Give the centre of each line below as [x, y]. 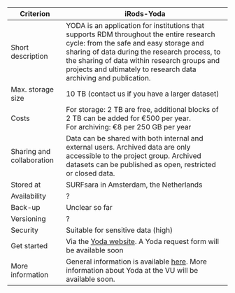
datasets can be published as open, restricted [141, 165]
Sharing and [31, 151]
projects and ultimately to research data [131, 69]
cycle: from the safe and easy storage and [135, 43]
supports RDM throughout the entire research [141, 34]
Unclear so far [90, 207]
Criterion [35, 14]
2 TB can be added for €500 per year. [128, 118]
